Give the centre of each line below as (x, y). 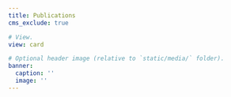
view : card (26, 44)
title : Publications (42, 15)
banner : (21, 66)
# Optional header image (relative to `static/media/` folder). (116, 59)
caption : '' (35, 73)
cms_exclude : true (38, 23)
